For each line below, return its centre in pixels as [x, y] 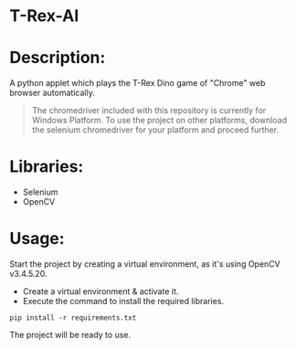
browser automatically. [53, 93]
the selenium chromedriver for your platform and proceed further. [155, 130]
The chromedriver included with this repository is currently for [149, 111]
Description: [58, 58]
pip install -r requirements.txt [73, 318]
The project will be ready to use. [70, 335]
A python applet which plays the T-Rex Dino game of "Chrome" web [137, 83]
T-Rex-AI [44, 16]
